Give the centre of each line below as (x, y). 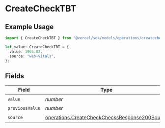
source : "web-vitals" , (33, 56)
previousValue (24, 108)
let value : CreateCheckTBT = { (37, 47)
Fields (15, 76)
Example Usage (29, 27)
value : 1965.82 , (26, 51)
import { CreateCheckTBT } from (38, 38)
